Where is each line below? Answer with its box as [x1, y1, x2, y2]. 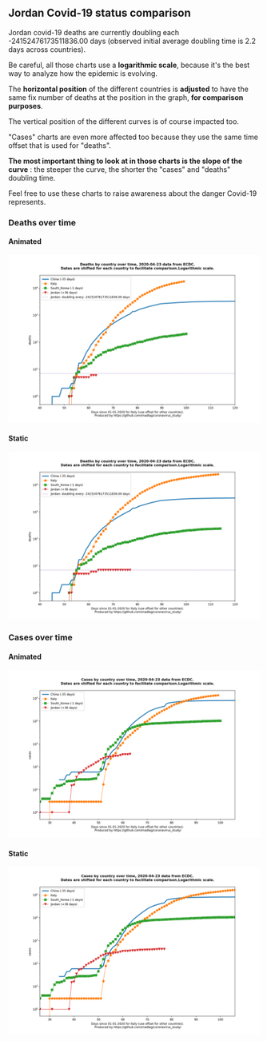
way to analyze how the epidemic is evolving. [8, 68, 158, 78]
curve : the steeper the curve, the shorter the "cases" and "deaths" [8, 164, 231, 174]
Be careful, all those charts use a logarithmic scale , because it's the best [8, 60, 250, 70]
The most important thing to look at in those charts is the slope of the [8, 156, 243, 166]
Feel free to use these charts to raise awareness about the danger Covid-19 [8, 188, 257, 198]
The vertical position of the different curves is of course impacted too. [8, 116, 240, 126]
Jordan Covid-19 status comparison [8, 6, 192, 20]
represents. [8, 197, 46, 206]
